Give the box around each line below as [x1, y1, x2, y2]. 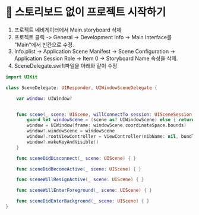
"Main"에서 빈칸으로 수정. [14, 41, 74, 48]
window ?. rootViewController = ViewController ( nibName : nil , [27, 134, 179, 140]
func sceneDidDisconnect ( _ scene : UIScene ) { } [16, 155, 136, 161]
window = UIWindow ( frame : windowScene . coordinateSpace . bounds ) [27, 122, 187, 128]
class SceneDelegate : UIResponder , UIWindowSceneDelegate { [5, 84, 158, 91]
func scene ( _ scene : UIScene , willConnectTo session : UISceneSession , [16, 111, 195, 118]
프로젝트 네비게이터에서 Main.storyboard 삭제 [14, 26, 122, 33]
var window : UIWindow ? [16, 96, 72, 102]
